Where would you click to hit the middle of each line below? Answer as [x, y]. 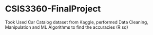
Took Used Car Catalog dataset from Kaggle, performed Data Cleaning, [77, 22]
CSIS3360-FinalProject [53, 9]
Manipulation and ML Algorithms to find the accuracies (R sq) [67, 27]
